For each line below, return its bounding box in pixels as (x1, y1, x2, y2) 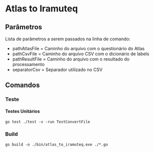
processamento (12, 62, 45, 67)
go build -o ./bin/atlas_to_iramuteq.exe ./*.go (5, 142, 108, 147)
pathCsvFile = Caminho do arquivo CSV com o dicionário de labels (12, 51, 150, 57)
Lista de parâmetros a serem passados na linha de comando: (5, 36, 131, 42)
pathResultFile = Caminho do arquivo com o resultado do (12, 56, 130, 62)
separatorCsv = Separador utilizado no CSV (12, 67, 103, 73)
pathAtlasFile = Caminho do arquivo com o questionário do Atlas (12, 46, 145, 51)
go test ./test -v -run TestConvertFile (5, 119, 91, 124)
